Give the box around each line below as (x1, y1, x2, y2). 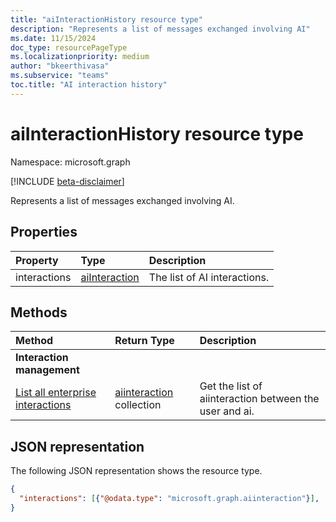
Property (15, 253, 59, 267)
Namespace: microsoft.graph (10, 156, 131, 168)
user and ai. (199, 404, 255, 418)
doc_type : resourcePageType (10, 42, 128, 53)
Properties (10, 224, 78, 241)
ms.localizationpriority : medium (10, 52, 150, 62)
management (15, 363, 80, 377)
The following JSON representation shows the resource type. (10, 465, 263, 477)
